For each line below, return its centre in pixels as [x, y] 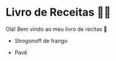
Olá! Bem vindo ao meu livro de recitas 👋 [56, 29]
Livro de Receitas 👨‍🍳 [58, 12]
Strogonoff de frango [41, 40]
